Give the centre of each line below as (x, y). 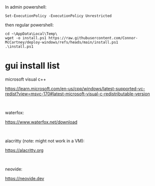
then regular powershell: (29, 25)
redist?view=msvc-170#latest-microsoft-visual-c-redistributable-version (77, 94)
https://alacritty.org (24, 150)
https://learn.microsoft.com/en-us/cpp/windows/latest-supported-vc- (75, 88)
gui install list (32, 66)
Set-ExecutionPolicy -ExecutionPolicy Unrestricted (58, 16)
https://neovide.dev (25, 178)
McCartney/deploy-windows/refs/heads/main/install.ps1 (62, 42)
